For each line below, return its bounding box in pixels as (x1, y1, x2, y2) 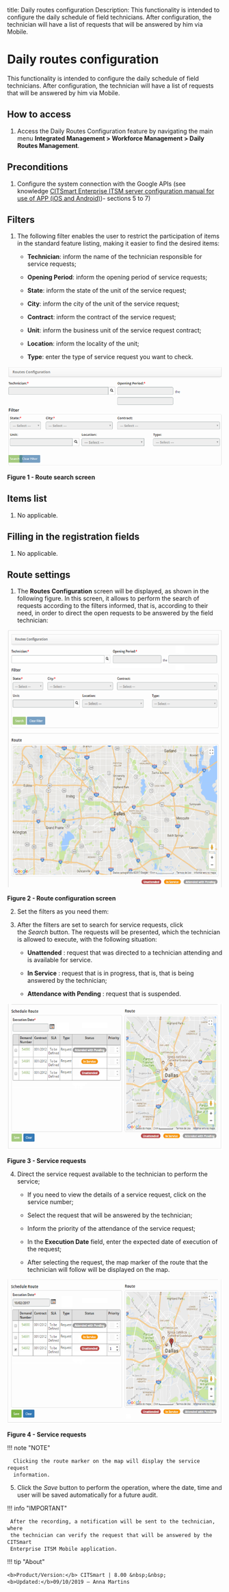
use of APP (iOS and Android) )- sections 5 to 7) (16, 194, 151, 202)
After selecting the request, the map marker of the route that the (27, 1258, 208, 1266)
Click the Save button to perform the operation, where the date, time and (16, 1483, 222, 1491)
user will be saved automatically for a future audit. (16, 1491, 159, 1499)
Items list (7, 493, 47, 504)
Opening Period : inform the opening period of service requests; (27, 273, 208, 282)
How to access (7, 109, 72, 121)
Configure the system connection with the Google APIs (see (16, 180, 186, 188)
